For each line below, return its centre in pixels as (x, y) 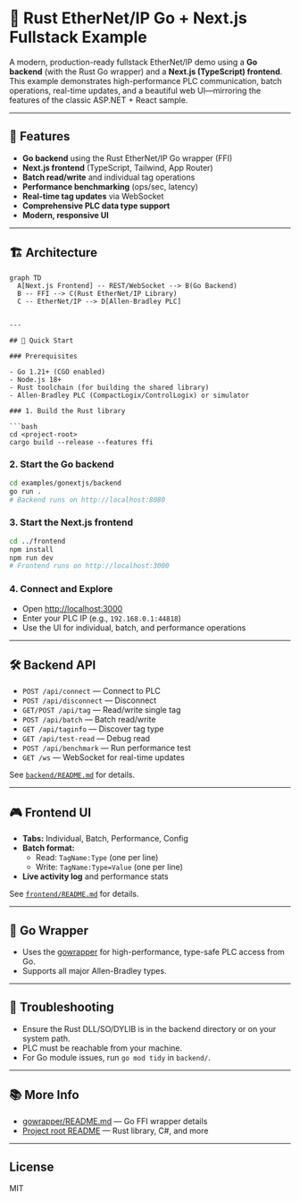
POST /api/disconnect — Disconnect (89, 700)
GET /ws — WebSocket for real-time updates (104, 757)
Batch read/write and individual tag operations (108, 177)
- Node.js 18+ (36, 379)
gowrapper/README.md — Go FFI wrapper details (115, 1121)
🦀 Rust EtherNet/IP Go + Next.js (128, 18)
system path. (46, 1038)
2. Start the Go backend (62, 464)
